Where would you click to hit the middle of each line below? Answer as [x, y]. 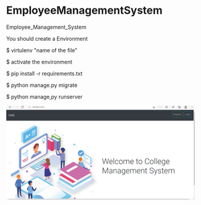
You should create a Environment [47, 38]
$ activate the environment [39, 62]
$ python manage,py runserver [44, 97]
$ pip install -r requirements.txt [44, 73]
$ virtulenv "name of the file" [42, 50]
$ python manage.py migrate [42, 85]
